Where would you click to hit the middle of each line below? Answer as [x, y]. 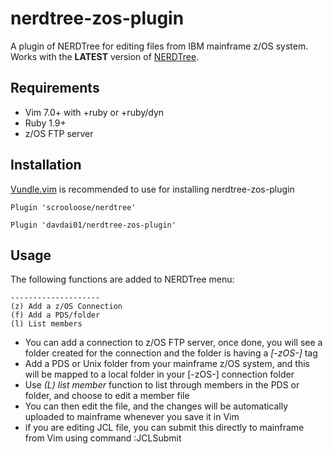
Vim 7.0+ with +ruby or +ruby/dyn [94, 112]
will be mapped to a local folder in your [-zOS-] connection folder [159, 374]
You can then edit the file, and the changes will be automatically [156, 406]
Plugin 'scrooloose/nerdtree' [73, 207]
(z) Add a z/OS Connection [66, 307]
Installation [46, 165]
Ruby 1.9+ [45, 123]
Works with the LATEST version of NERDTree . [105, 56]
